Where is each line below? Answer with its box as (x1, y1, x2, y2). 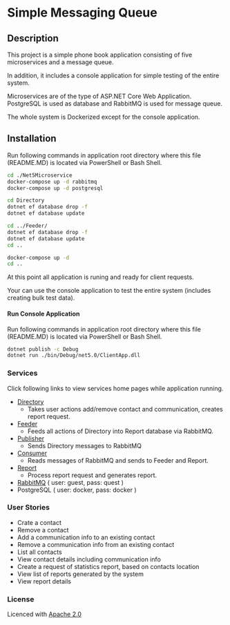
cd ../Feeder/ (7, 222, 48, 229)
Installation (7, 133, 57, 144)
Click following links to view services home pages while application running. (7, 384, 224, 392)
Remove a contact (17, 526, 69, 534)
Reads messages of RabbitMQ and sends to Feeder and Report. (27, 456, 209, 464)
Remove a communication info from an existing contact (17, 540, 175, 548)
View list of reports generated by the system (17, 570, 144, 578)
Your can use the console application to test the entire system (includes (7, 287, 211, 295)
